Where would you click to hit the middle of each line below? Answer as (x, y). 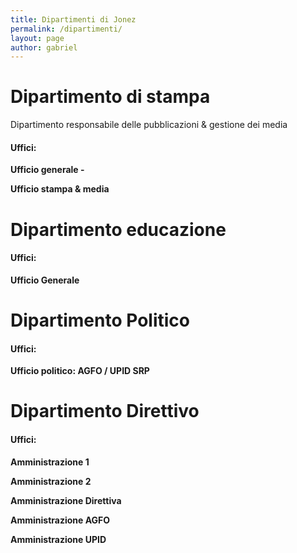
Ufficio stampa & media (60, 189)
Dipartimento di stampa (110, 97)
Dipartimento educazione (118, 229)
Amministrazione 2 (51, 481)
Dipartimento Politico (100, 320)
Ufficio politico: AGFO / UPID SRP (80, 371)
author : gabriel (44, 47)
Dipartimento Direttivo (105, 411)
